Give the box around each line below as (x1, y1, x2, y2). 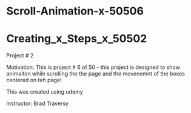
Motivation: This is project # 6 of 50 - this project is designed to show (6, 63, 180, 71)
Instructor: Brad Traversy (6, 100, 69, 107)
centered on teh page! (6, 77, 62, 84)
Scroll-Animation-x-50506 (6, 4, 144, 18)
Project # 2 (6, 52, 34, 59)
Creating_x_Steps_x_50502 (6, 32, 147, 46)
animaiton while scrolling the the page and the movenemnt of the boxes (6, 70, 185, 77)
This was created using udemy (6, 88, 83, 95)
